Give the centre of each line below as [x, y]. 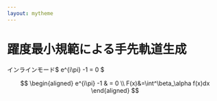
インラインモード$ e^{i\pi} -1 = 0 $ [56, 70]
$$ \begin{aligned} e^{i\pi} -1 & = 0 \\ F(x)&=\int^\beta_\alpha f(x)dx [115, 83]
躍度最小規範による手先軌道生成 [97, 49]
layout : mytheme [30, 13]
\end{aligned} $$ [115, 90]
